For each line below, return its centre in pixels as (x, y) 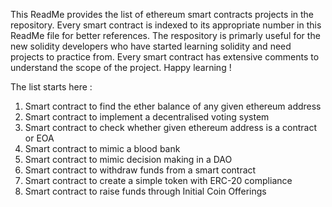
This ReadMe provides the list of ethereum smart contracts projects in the (162, 14)
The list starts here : (51, 87)
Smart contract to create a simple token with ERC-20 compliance (158, 180)
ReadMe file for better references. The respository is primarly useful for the (165, 35)
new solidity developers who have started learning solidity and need (151, 46)
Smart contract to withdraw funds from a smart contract (140, 170)
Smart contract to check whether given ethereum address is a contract (170, 127)
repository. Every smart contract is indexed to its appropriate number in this (166, 25)
